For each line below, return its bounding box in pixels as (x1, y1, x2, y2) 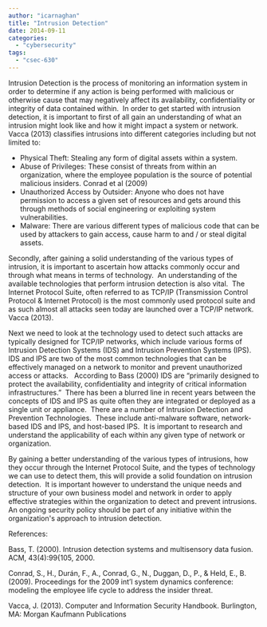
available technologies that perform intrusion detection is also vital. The (8, 279, 245, 288)
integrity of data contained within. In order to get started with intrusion (8, 103, 241, 113)
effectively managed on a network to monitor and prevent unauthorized (8, 362, 243, 371)
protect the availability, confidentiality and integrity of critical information (8, 379, 247, 388)
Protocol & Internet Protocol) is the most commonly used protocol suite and (8, 296, 256, 305)
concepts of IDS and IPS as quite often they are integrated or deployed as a (8, 396, 257, 406)
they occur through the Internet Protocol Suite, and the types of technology (8, 462, 256, 472)
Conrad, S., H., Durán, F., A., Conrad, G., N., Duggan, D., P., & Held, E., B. (8, 568, 247, 577)
